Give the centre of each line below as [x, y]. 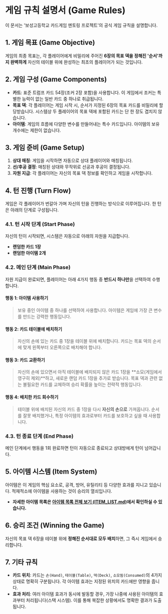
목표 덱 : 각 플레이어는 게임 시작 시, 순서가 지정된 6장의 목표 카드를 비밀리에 [85, 105]
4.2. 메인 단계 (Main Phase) [38, 267]
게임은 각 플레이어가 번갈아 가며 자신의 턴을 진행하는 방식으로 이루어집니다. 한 [81, 204]
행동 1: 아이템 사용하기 [27, 298]
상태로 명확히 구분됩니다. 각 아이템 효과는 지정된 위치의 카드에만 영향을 [81, 581]
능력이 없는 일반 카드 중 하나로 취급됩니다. [63, 99]
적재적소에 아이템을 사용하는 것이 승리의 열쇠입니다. [62, 491]
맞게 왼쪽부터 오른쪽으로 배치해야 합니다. [62, 347]
